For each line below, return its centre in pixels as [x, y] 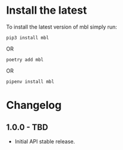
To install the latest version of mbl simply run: [62, 27]
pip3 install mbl [28, 37]
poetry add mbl [25, 60]
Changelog [34, 105]
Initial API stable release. [45, 141]
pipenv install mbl [30, 82]
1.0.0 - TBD [27, 127]
